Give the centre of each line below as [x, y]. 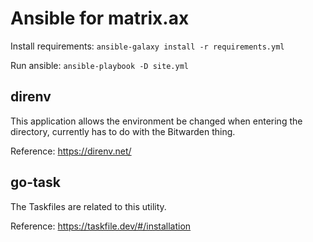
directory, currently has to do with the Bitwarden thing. [123, 131]
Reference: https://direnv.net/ [71, 151]
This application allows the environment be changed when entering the [156, 121]
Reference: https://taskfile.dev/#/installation [101, 226]
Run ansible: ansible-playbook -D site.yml [99, 65]
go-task [35, 182]
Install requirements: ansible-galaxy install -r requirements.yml [147, 46]
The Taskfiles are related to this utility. [88, 206]
